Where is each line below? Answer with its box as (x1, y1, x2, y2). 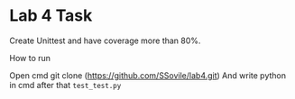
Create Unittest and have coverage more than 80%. (9, 35, 201, 46)
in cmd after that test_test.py (9, 79, 122, 90)
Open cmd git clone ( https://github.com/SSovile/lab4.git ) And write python (9, 69, 287, 81)
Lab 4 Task (9, 5, 93, 26)
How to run (9, 52, 51, 63)
